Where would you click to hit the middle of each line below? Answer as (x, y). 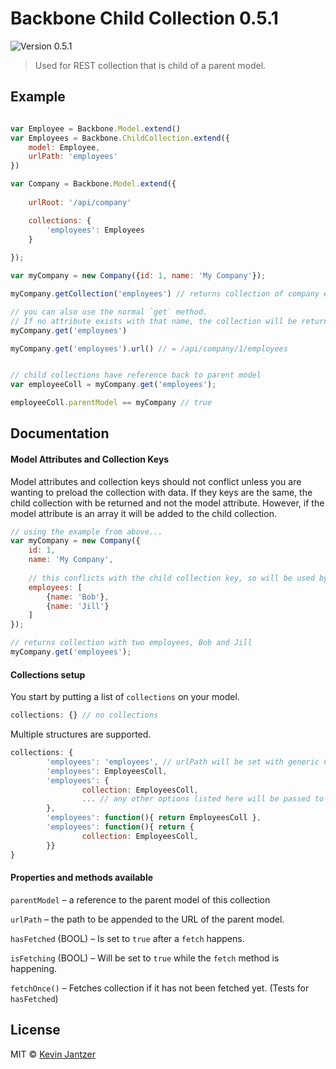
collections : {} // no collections (84, 715)
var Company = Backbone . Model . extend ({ (93, 184)
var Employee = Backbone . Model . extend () (96, 128)
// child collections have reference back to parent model (136, 375)
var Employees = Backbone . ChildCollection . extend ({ (120, 138)
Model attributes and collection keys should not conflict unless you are (156, 481)
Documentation (60, 433)
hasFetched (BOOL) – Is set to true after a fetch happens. (127, 938)
